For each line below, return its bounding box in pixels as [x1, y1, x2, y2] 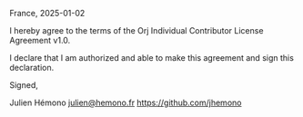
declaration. [9, 63, 55, 73]
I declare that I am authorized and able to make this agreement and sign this [9, 53, 294, 63]
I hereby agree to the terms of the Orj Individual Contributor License [9, 25, 264, 35]
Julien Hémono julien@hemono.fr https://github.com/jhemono [9, 97, 242, 108]
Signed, [9, 80, 38, 90]
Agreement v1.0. [9, 35, 71, 45]
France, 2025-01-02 [9, 8, 86, 18]
